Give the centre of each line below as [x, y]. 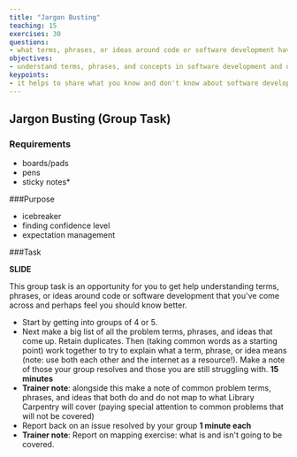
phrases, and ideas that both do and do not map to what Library [138, 398]
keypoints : [29, 75]
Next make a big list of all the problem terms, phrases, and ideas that [147, 331]
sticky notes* [46, 182]
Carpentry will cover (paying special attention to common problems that [153, 407]
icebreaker [42, 217]
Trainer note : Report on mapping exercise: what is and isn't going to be [152, 435]
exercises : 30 [35, 34]
